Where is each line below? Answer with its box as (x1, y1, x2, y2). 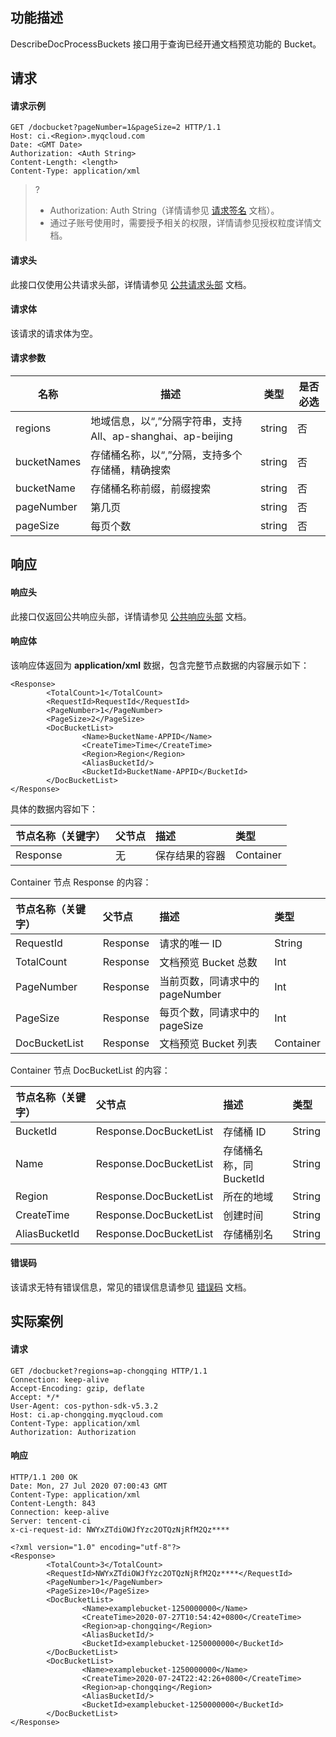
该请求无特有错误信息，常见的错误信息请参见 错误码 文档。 (10, 1281, 252, 1293)
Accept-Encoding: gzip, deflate (10, 1383, 145, 1393)
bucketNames (15, 455, 82, 469)
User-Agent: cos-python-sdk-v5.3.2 (10, 1401, 159, 1411)
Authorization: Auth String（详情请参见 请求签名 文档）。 (49, 204, 280, 217)
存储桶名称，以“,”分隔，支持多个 (90, 448, 243, 462)
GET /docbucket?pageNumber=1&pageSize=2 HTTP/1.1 (10, 123, 222, 133)
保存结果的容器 (155, 848, 227, 862)
